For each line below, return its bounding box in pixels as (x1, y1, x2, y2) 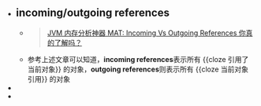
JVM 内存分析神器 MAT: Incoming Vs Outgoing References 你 (47, 27, 246, 38)
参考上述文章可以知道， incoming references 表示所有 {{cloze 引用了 (27, 54, 249, 64)
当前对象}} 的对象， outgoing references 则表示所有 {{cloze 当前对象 (27, 64, 249, 74)
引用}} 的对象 (27, 74, 71, 83)
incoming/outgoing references (15, 6, 170, 20)
